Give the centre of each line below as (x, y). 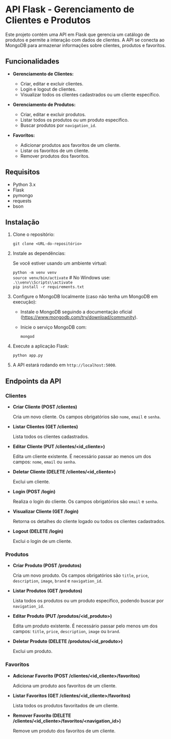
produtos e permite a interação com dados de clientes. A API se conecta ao (85, 40)
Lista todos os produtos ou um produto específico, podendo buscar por (88, 601)
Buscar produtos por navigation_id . (58, 125)
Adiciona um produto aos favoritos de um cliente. (65, 686)
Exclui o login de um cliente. (42, 541)
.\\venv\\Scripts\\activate (42, 282)
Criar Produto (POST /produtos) (47, 566)
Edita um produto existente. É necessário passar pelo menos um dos (85, 626)
